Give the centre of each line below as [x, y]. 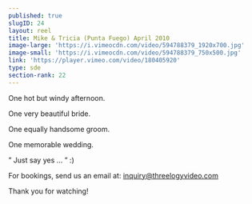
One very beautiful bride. [50, 114]
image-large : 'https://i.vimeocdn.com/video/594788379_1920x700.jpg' [127, 46]
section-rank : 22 [37, 75]
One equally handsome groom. [59, 129]
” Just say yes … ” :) [41, 160]
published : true [35, 16]
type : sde [25, 68]
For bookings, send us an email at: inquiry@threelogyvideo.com [113, 175]
